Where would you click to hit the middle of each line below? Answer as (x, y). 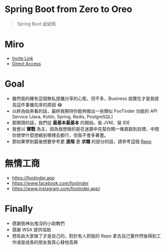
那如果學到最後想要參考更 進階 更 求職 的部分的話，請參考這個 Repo (82, 141)
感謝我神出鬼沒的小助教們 (38, 223)
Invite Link (22, 58)
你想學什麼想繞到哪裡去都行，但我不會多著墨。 (60, 135)
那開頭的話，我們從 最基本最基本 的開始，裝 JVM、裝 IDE (71, 122)
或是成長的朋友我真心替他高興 (47, 242)
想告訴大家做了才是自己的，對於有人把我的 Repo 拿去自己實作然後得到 (84, 236)
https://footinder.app (33, 178)
